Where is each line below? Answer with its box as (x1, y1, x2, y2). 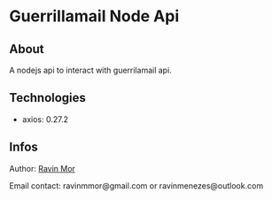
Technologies (9, 90, 87, 105)
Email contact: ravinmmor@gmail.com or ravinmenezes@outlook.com (9, 180, 264, 191)
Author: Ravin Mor (9, 163, 75, 173)
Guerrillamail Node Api (9, 6, 180, 27)
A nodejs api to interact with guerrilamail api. (9, 65, 173, 75)
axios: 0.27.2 (21, 113, 69, 125)
